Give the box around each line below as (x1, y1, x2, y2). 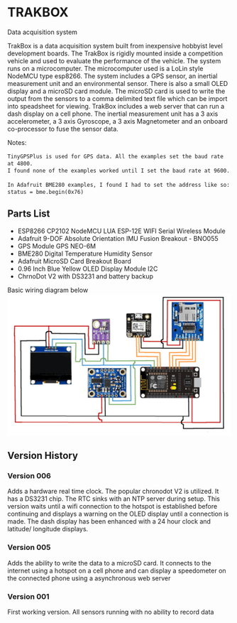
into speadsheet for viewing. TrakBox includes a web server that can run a (7, 102, 225, 110)
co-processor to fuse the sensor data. (7, 124, 118, 133)
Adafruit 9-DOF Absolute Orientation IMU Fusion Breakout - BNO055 (17, 234, 219, 242)
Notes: (7, 138, 27, 146)
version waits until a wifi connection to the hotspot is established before (7, 502, 218, 511)
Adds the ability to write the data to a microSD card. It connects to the (7, 558, 211, 567)
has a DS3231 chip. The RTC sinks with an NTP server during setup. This (7, 494, 220, 503)
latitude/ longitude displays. (7, 525, 89, 533)
